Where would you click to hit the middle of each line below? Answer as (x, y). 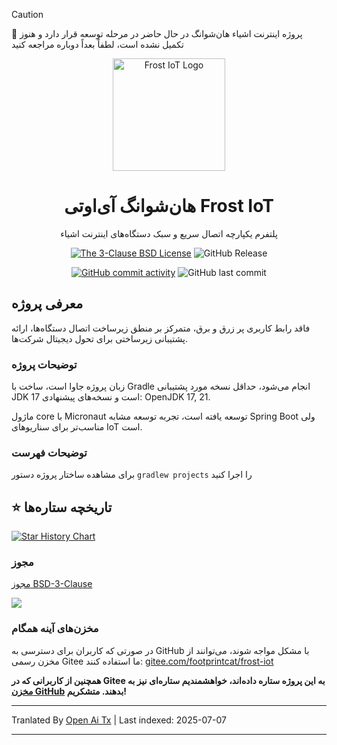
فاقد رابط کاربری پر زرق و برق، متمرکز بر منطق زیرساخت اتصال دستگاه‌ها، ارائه (161, 328)
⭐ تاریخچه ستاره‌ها (62, 507)
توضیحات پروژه (44, 364)
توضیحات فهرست (49, 452)
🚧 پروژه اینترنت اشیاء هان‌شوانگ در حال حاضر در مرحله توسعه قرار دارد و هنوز (157, 33)
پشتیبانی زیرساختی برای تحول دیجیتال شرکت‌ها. (99, 338)
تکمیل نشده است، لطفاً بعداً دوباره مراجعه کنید (97, 44)
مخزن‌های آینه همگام (55, 629)
